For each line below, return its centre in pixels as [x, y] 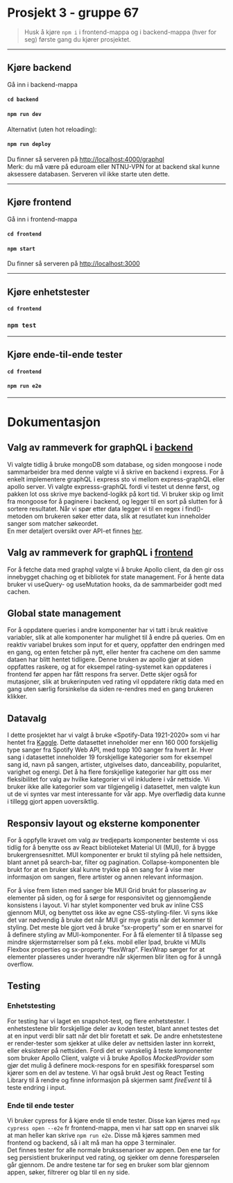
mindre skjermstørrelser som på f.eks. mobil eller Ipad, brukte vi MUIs [107, 942]
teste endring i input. [37, 1087]
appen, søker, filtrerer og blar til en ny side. [69, 1173]
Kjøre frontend [39, 202]
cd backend [23, 100]
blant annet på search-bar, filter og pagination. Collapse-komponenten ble [113, 862]
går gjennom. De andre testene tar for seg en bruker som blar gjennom [108, 1165]
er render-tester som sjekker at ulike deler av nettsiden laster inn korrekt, [112, 1043]
